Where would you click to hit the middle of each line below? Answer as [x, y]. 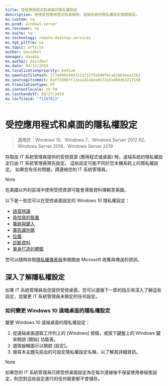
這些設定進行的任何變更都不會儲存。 [64, 379]
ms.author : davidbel [27, 61]
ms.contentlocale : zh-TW [31, 89]
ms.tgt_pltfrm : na [24, 43]
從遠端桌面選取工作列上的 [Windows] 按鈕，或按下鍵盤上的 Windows [83, 333]
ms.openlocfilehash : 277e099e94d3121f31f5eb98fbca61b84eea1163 [73, 75]
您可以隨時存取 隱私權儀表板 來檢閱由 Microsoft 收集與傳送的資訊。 [74, 260]
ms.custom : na [20, 19]
